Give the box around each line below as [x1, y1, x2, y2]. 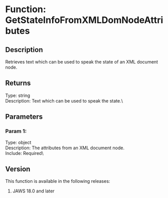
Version [5, 164, 30, 173]
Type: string [5, 92, 30, 98]
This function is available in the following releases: [5, 178, 110, 184]
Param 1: [5, 128, 27, 135]
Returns [5, 79, 31, 87]
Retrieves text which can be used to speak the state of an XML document [5, 59, 158, 64]
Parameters [5, 113, 43, 121]
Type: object [5, 139, 31, 145]
